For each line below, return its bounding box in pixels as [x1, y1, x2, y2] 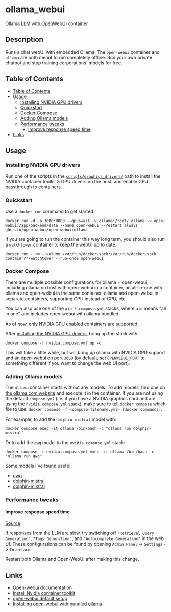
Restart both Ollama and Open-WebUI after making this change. [5, 556, 139, 562]
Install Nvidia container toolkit [12, 590, 76, 596]
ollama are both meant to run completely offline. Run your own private [5, 54, 152, 60]
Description [5, 35, 43, 44]
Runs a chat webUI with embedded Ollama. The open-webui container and [5, 48, 160, 55]
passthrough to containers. [5, 184, 62, 190]
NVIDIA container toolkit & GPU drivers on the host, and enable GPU [5, 179, 149, 185]
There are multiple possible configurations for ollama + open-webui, [5, 279, 149, 285]
